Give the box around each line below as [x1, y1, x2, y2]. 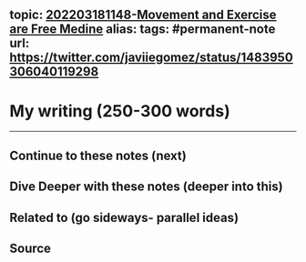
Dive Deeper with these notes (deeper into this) [9, 179, 284, 195]
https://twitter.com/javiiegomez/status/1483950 [9, 50, 293, 65]
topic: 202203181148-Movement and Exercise [9, 7, 277, 23]
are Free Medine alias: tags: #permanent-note [9, 22, 276, 37]
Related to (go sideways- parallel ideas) [9, 209, 240, 226]
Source [9, 240, 52, 256]
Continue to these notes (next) [9, 147, 187, 163]
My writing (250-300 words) [9, 100, 230, 121]
